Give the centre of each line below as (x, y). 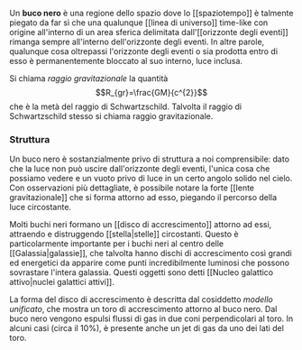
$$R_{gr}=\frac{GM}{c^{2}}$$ (151, 92)
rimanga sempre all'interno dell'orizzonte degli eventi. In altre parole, (137, 41)
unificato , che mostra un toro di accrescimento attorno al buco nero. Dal (143, 309)
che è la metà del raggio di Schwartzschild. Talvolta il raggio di (125, 106)
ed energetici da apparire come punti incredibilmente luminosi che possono (150, 263)
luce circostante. (41, 207)
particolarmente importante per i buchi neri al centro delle (116, 244)
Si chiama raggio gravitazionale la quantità (89, 78)
